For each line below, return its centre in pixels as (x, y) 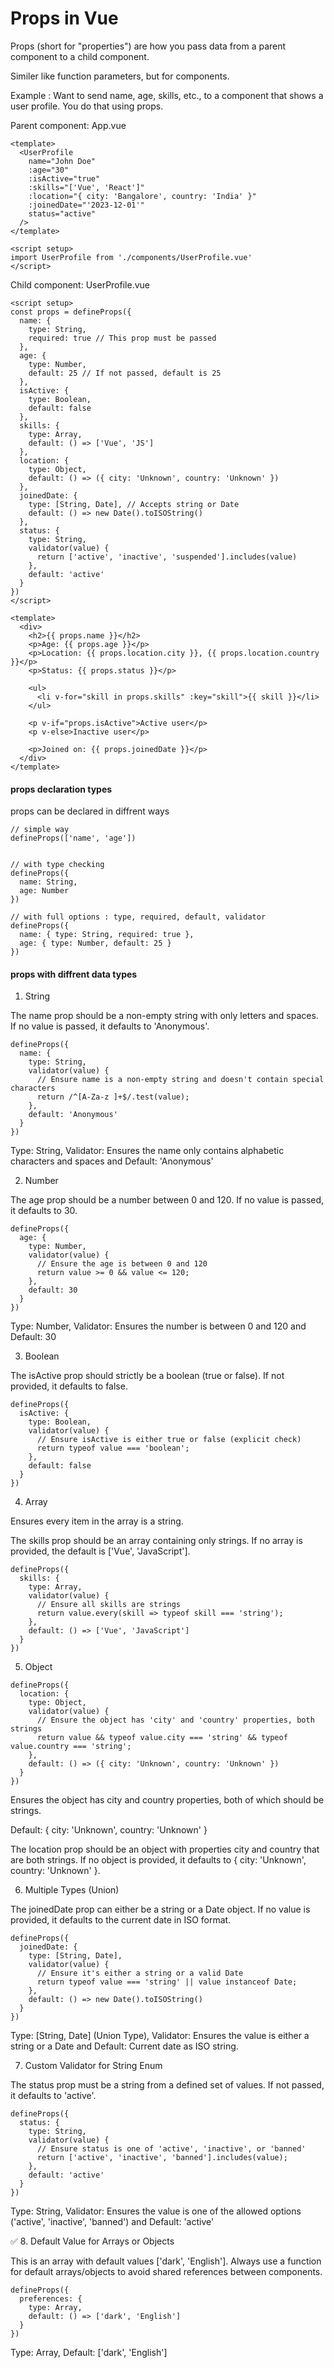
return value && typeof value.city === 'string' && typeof (162, 1738)
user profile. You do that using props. (87, 106)
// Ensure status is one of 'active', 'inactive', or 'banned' (171, 2149)
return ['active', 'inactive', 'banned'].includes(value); (162, 2158)
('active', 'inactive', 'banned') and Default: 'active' (112, 2222)
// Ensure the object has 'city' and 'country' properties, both (175, 1720)
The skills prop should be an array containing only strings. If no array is (156, 1541)
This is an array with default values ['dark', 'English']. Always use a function (166, 2261)
